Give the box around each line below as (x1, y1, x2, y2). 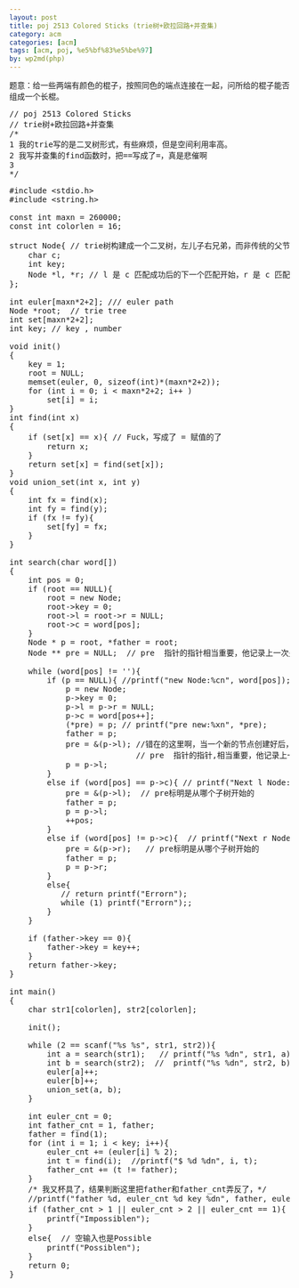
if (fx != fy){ (28, 513, 94, 522)
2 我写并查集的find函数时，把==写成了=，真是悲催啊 (9, 150, 207, 160)
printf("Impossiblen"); (46, 1214, 150, 1224)
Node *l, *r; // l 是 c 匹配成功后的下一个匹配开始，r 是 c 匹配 (28, 270, 291, 279)
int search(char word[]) (9, 557, 117, 567)
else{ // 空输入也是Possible (28, 1234, 152, 1243)
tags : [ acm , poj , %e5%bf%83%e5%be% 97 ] (9, 46, 153, 55)
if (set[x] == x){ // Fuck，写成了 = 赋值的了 (28, 433, 222, 441)
